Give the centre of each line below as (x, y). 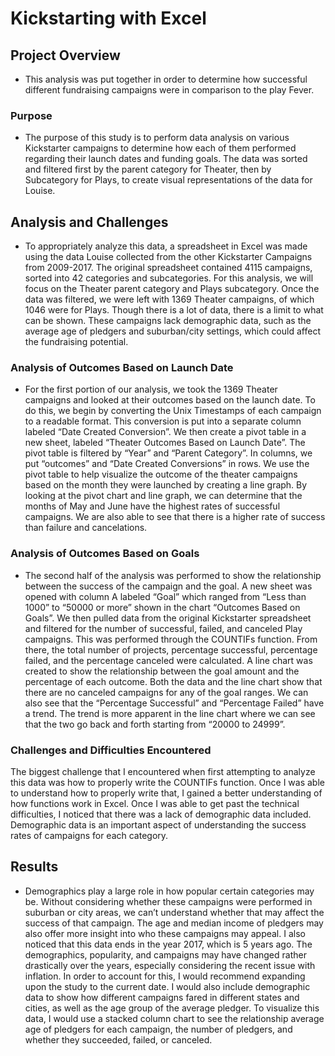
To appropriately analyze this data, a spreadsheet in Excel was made (166, 246)
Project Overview (65, 55)
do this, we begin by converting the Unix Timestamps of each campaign (173, 411)
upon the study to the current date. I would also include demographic (167, 986)
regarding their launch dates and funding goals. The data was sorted (166, 159)
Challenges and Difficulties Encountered (111, 750)
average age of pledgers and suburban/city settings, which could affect (172, 331)
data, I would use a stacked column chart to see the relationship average (174, 1018)
